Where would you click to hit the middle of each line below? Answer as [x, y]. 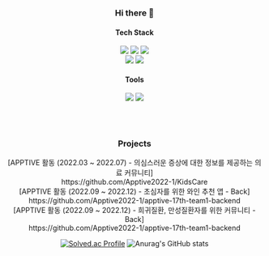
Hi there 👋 [134, 13]
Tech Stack [134, 32]
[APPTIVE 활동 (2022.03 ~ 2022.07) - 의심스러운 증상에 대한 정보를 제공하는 [130, 162]
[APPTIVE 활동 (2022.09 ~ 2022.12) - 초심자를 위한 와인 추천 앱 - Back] [134, 191]
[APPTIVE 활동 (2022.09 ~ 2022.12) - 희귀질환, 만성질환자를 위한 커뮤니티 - [134, 210]
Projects [134, 143]
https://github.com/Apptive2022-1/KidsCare [134, 181]
